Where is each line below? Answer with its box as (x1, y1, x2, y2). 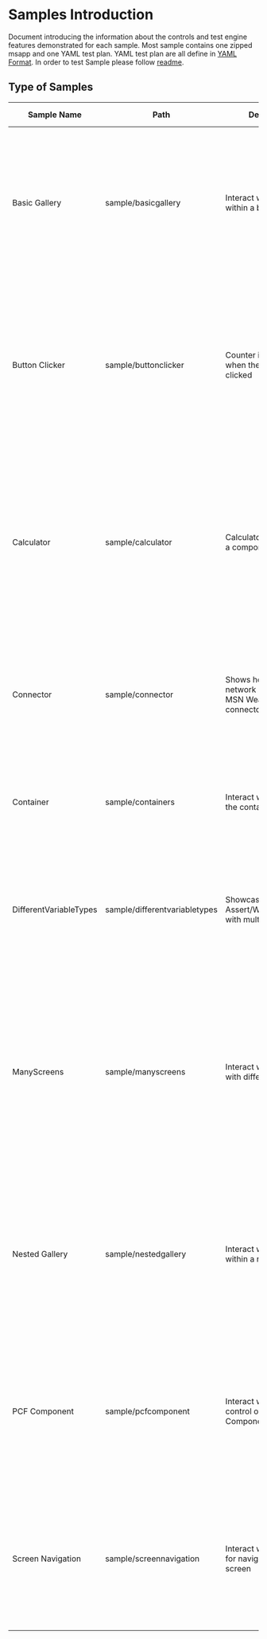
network (225, 683, 257, 694)
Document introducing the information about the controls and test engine (8, 32, 248, 41)
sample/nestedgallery (105, 1248, 187, 1259)
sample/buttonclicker (105, 359, 184, 370)
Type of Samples (8, 80, 94, 94)
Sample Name (27, 109, 82, 120)
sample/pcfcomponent (105, 1406, 191, 1417)
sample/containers (105, 796, 175, 808)
